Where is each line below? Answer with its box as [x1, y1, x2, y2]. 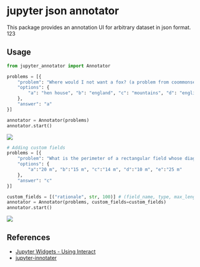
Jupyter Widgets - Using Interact [15, 247, 96, 255]
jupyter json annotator [7, 4, 119, 18]
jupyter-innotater [15, 254, 57, 261]
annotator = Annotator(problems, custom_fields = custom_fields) [7, 200, 167, 205]
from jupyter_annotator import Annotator [7, 63, 111, 69]
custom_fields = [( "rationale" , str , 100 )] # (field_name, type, [7, 194, 172, 200]
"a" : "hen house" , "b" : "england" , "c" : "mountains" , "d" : [28, 90, 177, 96]
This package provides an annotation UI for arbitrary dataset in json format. [7, 24, 192, 31]
